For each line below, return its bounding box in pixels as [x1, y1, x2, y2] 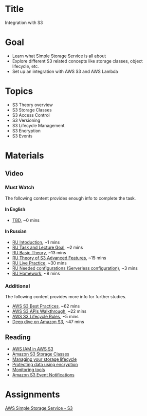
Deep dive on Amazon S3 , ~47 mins [12, 319, 84, 325]
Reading [5, 333, 31, 341]
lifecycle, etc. [12, 63, 39, 69]
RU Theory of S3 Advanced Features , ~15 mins [12, 255, 107, 261]
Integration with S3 [5, 20, 43, 25]
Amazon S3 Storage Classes [12, 351, 70, 357]
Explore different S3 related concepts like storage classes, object [12, 58, 143, 64]
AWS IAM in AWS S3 [12, 346, 54, 352]
